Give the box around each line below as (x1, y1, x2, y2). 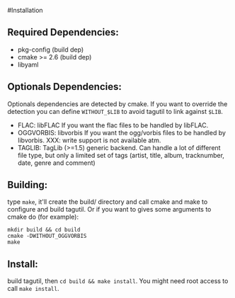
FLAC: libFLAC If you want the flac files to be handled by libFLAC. (17, 120, 209, 130)
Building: (7, 179, 48, 191)
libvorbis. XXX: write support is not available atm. (17, 136, 161, 144)
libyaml (17, 60, 39, 69)
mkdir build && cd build (7, 227, 81, 234)
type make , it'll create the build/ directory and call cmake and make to (7, 197, 208, 206)
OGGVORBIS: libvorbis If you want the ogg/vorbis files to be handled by (17, 128, 227, 137)
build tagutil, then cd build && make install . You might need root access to (7, 277, 229, 285)
